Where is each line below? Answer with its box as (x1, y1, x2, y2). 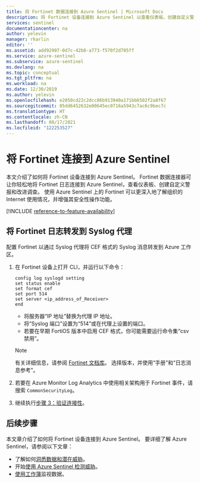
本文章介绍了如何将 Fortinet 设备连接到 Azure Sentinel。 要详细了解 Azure (6, 435, 187, 443)
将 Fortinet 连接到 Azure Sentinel (6, 152, 170, 166)
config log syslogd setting (14, 275, 85, 281)
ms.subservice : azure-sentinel (6, 58, 84, 64)
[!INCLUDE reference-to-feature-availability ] (6, 207, 115, 214)
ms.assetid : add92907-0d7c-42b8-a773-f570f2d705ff (6, 48, 135, 54)
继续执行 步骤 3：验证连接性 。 (14, 399, 88, 406)
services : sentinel (6, 20, 55, 26)
